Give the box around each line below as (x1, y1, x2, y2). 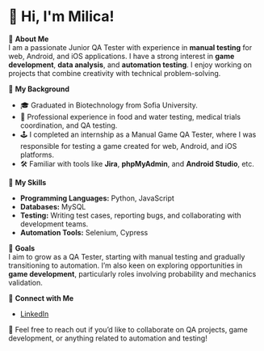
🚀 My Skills (8, 177, 47, 187)
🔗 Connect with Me (8, 293, 74, 302)
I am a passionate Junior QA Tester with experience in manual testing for (8, 42, 253, 52)
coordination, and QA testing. (19, 121, 118, 130)
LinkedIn (19, 309, 49, 319)
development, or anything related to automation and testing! (8, 333, 207, 343)
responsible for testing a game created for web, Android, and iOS (19, 141, 237, 150)
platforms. (19, 150, 55, 159)
